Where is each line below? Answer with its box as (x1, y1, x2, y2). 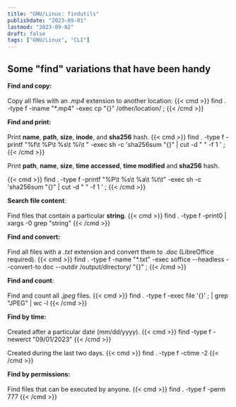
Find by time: (7, 312, 47, 321)
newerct (7, 335, 32, 343)
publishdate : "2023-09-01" (7, 17, 87, 24)
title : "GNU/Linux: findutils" (7, 10, 100, 18)
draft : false (7, 30, 46, 37)
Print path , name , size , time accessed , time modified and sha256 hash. (7, 161, 220, 170)
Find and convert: (7, 232, 61, 241)
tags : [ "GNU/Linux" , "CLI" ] (7, 37, 90, 44)
